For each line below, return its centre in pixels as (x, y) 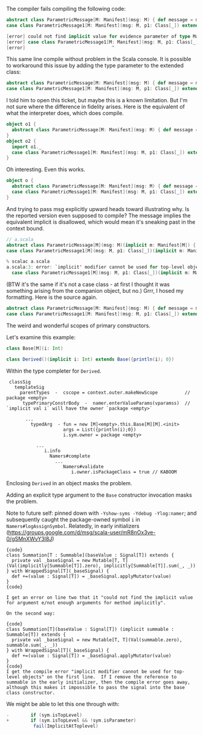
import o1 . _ (27, 147)
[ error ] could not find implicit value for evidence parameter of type (98, 36)
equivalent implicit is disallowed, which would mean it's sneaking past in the (101, 222)
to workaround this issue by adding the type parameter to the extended (95, 65)
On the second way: (31, 613)
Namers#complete (70, 456)
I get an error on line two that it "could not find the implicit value (100, 597)
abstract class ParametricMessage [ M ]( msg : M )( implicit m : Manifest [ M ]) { (101, 245)
